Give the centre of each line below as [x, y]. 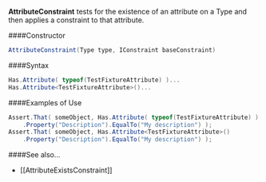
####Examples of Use [45, 102]
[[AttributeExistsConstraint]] [66, 170]
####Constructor [37, 36]
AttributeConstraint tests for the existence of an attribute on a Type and [128, 12]
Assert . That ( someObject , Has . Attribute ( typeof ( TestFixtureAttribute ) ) [134, 117]
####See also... [34, 155]
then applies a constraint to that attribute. [76, 20]
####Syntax [29, 65]
